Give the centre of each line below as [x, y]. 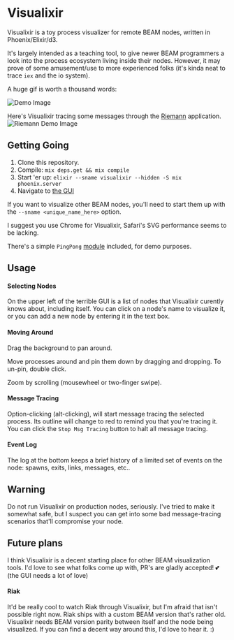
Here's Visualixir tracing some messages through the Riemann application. [114, 116]
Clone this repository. [48, 162]
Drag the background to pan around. [60, 348]
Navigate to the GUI [46, 191]
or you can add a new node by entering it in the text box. [88, 317]
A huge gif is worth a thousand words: [62, 89]
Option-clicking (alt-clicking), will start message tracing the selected [106, 414]
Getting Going [38, 146]
